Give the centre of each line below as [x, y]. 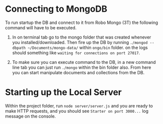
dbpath [19, 48]
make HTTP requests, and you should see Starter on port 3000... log [77, 111]
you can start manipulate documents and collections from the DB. [78, 72]
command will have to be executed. [41, 27]
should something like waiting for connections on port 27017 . [76, 53]
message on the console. [31, 116]
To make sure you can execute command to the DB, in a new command [84, 62]
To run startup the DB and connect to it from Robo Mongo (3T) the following [81, 22]
